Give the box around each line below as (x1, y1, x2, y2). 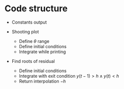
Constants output (11, 19, 47, 25)
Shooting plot (11, 29, 39, 34)
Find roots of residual (11, 58, 55, 64)
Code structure (4, 3, 68, 14)
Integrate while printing (19, 49, 66, 55)
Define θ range (19, 38, 50, 44)
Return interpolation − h (19, 78, 66, 84)
